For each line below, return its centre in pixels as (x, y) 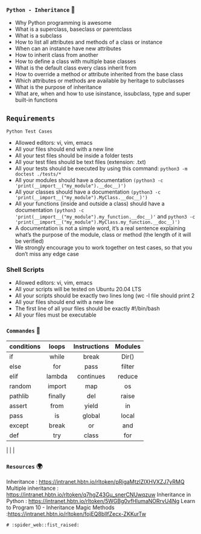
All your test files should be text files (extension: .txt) (80, 162)
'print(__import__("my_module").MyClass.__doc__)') (81, 198)
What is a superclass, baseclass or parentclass (73, 29)
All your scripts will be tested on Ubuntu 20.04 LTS (78, 289)
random (20, 386)
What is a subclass (38, 36)
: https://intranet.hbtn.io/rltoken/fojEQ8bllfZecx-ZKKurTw (76, 514)
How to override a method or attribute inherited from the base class (99, 74)
